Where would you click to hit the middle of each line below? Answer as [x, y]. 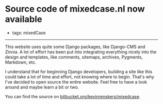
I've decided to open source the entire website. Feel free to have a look [76, 82]
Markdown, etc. [21, 62]
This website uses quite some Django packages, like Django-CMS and [75, 47]
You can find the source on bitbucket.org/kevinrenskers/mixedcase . [73, 96]
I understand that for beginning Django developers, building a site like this [79, 71]
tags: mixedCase [29, 33]
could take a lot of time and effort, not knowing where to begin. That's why [80, 77]
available [24, 19]
